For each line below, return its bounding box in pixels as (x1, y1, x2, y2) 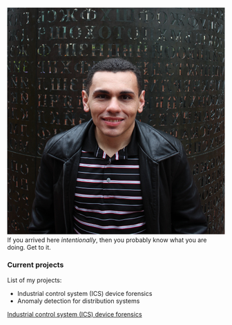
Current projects (7, 260, 64, 270)
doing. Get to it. (7, 243, 52, 251)
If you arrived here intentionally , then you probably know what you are (7, 236, 207, 244)
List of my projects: (7, 276, 62, 284)
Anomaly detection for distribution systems (17, 297, 140, 305)
